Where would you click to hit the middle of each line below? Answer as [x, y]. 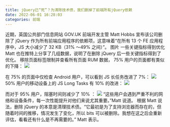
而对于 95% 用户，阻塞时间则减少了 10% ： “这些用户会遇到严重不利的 [82, 94]
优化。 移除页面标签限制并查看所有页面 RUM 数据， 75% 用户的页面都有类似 [85, 60]
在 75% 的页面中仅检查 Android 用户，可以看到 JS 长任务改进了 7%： [78, 77]
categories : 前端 [23, 19]
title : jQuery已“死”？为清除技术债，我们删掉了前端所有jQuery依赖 [69, 10]
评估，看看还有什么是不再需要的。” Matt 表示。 [53, 119]
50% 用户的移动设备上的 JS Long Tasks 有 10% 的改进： [64, 83]
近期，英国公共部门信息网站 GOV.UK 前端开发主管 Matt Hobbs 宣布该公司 [82, 35]
